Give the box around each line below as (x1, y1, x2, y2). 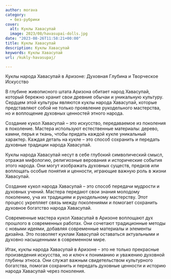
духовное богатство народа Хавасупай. (5, 205, 92, 211)
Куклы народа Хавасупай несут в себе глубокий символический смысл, (5, 151, 164, 158)
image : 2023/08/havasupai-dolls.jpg (10, 31, 88, 36)
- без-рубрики (10, 17, 40, 22)
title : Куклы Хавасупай (5, 41, 56, 46)
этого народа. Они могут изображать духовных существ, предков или (5, 163, 159, 169)
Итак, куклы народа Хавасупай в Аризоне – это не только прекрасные (5, 246, 159, 252)
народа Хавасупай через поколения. (5, 268, 86, 274)
